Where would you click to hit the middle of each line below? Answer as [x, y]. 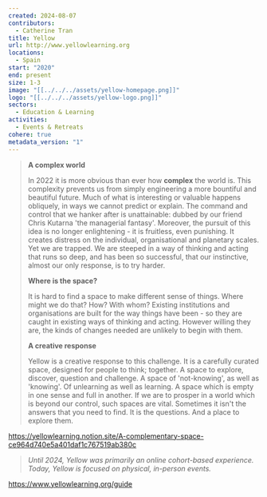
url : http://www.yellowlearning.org [69, 46]
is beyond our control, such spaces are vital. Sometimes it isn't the [137, 404]
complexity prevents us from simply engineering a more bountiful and [142, 189]
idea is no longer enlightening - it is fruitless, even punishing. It [131, 231]
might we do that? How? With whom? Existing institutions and [129, 304]
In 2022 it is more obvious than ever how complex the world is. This [139, 180]
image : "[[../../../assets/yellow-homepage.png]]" [94, 90]
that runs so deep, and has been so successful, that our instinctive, [138, 256]
